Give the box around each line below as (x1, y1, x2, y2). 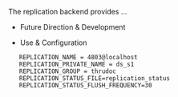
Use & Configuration (19, 38, 87, 47)
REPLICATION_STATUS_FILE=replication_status (18, 75, 171, 83)
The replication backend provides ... (8, 7, 127, 16)
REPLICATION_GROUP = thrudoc (18, 67, 116, 75)
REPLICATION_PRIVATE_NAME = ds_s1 (18, 60, 135, 68)
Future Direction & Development (19, 22, 126, 31)
